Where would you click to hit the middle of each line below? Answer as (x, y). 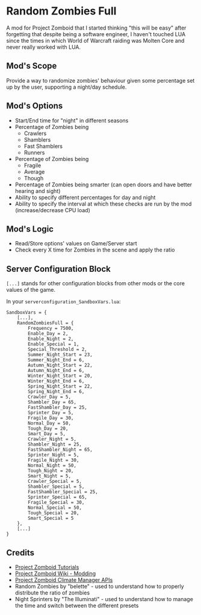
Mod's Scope (32, 66)
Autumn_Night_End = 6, (56, 371)
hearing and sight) (38, 191)
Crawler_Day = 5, (49, 397)
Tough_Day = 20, (48, 429)
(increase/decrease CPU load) (52, 210)
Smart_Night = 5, (49, 476)
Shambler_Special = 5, (56, 487)
